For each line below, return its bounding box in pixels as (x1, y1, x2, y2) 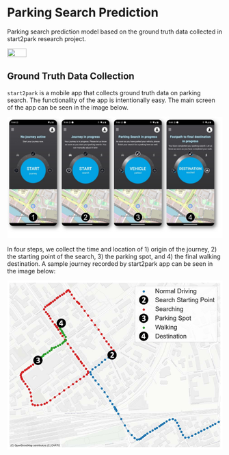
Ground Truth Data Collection (7, 71, 135, 82)
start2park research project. (7, 34, 87, 42)
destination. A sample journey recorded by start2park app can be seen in (7, 260, 213, 268)
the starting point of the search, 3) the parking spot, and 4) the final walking (7, 252, 221, 261)
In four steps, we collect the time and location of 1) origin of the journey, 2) (7, 245, 217, 254)
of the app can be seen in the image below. (7, 103, 129, 111)
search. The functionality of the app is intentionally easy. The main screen (7, 96, 215, 104)
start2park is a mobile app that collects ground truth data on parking (7, 88, 201, 97)
